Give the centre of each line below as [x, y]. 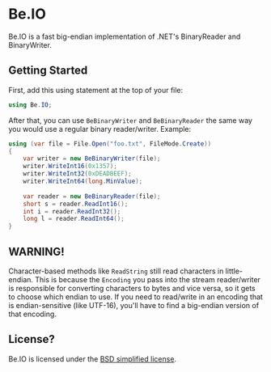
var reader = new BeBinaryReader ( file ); [92, 196]
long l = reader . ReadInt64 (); [74, 219]
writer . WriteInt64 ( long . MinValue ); [83, 181]
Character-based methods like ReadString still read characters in [116, 271]
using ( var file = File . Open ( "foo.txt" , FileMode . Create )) [110, 144]
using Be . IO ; [30, 105]
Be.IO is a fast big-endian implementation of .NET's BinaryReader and [125, 36]
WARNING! [36, 252]
